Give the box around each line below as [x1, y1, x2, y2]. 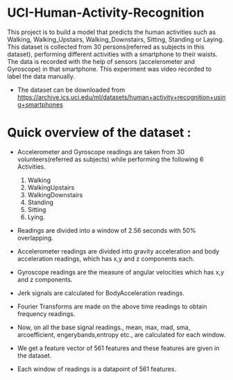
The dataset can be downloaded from [17, 85, 126, 94]
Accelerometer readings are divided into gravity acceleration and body [17, 247, 220, 255]
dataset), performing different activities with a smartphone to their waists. [7, 50, 218, 58]
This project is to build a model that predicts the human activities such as [7, 28, 216, 36]
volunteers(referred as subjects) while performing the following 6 [17, 155, 204, 163]
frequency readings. [17, 309, 76, 317]
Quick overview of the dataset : [7, 125, 191, 140]
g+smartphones [17, 100, 64, 108]
